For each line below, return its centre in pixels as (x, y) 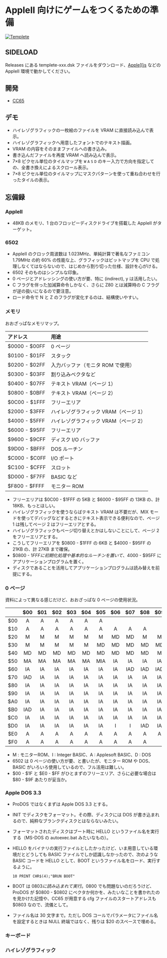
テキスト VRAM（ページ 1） (83, 384)
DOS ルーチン (67, 449)
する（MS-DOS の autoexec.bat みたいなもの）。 (61, 838)
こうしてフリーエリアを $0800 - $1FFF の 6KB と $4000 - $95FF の (82, 543)
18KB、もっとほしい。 (35, 505)
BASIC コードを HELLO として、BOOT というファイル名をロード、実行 (84, 861)
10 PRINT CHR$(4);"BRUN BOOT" (44, 877)
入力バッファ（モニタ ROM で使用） (93, 365)
